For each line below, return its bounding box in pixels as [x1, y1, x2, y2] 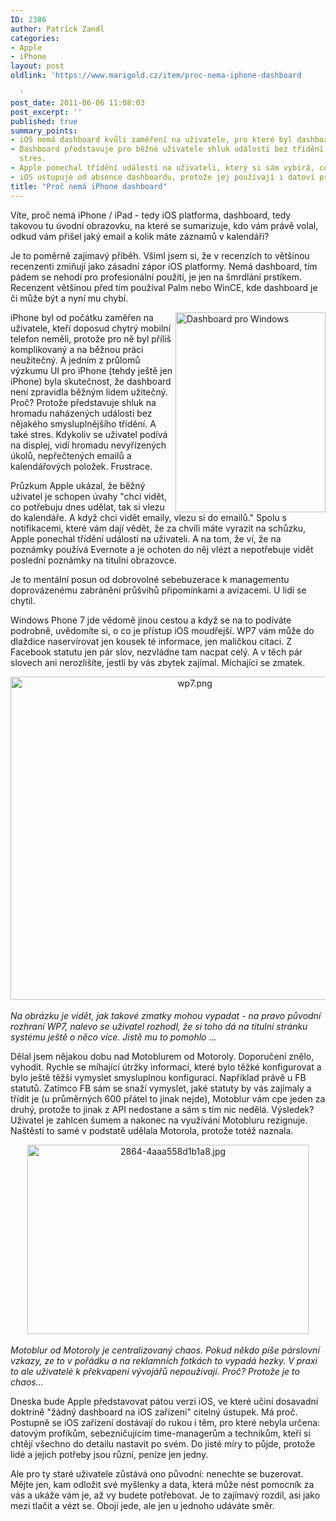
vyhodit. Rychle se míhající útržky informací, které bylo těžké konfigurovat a [10, 1061, 322, 1073]
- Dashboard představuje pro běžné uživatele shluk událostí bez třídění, [10, 144, 329, 155]
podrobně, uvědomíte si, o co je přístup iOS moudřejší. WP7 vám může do [10, 624, 315, 636]
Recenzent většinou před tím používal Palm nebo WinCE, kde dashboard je [10, 281, 318, 293]
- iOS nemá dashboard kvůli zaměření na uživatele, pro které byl [10, 135, 293, 145]
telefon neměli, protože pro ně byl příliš [10, 332, 172, 345]
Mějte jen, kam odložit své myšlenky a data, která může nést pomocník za [10, 1478, 315, 1490]
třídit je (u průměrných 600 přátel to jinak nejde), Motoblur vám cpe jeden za [10, 1092, 326, 1105]
